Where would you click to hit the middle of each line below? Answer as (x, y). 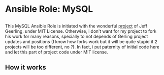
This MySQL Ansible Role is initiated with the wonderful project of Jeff (76, 26)
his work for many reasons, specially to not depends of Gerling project (77, 36)
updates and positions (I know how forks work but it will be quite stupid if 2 (81, 41)
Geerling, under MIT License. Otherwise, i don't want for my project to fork (81, 31)
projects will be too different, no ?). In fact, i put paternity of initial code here (82, 47)
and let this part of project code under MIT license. (57, 52)
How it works (26, 67)
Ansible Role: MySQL (49, 9)
